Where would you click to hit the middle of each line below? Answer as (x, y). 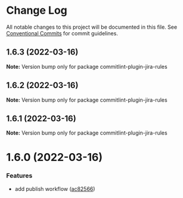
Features (19, 176)
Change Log (37, 10)
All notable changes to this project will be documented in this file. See (92, 27)
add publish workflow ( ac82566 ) (55, 188)
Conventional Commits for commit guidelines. (62, 33)
